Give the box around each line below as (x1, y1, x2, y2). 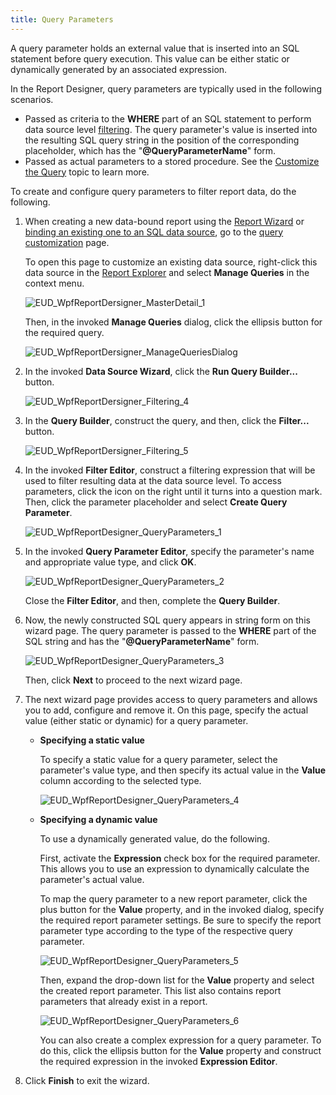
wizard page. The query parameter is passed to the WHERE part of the (24, 624, 317, 636)
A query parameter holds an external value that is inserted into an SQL (10, 42, 300, 54)
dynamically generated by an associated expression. (10, 63, 228, 75)
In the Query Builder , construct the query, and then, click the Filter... (24, 414, 310, 426)
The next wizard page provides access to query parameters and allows (24, 693, 318, 705)
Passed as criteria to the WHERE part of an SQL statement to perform (24, 112, 312, 125)
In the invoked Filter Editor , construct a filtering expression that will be (24, 464, 316, 476)
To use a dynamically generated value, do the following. (39, 832, 270, 845)
